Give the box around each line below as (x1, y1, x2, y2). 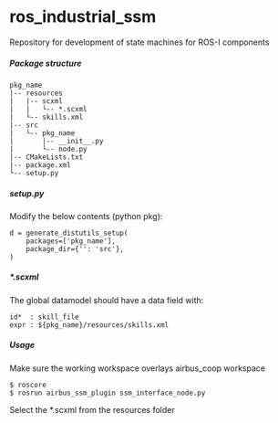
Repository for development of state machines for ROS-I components (9, 37, 270, 48)
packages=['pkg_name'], (26, 236, 117, 246)
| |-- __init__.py (9, 136, 104, 145)
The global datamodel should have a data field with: (9, 294, 204, 305)
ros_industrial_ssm (9, 6, 157, 27)
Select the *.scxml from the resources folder (9, 404, 175, 415)
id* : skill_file (9, 312, 79, 322)
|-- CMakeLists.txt (9, 153, 84, 162)
